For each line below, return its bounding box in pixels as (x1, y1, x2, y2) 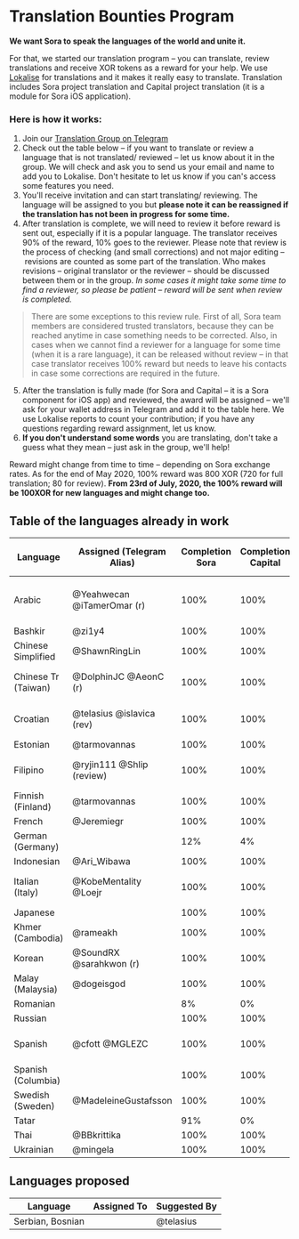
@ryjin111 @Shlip (72, 758, 149, 771)
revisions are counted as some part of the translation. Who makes (24, 256, 266, 267)
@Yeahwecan (72, 588, 131, 601)
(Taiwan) (13, 682, 52, 694)
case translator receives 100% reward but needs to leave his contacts (30, 359, 287, 369)
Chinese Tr (13, 670, 60, 683)
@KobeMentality (72, 875, 142, 887)
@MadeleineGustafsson (72, 1095, 173, 1107)
